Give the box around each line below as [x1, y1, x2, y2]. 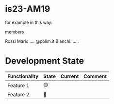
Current [60, 73, 79, 80]
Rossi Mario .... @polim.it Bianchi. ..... [5, 38, 79, 44]
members [5, 29, 24, 35]
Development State [5, 55, 84, 67]
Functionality [7, 73, 39, 80]
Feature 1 [7, 82, 30, 89]
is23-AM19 [5, 3, 50, 15]
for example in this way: [5, 19, 53, 25]
